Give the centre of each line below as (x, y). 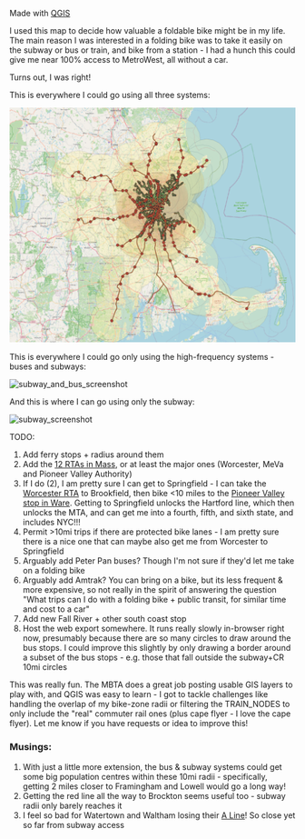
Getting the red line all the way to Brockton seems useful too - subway (154, 795)
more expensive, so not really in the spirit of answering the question (149, 590)
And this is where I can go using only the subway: (102, 402)
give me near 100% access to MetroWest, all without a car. (119, 60)
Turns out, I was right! (50, 77)
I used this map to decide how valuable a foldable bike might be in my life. (148, 30)
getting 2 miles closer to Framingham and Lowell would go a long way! (154, 786)
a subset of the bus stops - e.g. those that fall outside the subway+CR (153, 657)
